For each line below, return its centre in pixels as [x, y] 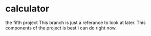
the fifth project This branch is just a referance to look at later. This [75, 22]
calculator [27, 9]
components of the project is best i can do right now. [61, 27]
